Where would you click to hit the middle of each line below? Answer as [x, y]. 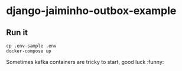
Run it [17, 33]
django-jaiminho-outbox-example [91, 11]
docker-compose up [29, 51]
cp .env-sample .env [32, 46]
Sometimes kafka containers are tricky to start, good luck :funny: [85, 62]
